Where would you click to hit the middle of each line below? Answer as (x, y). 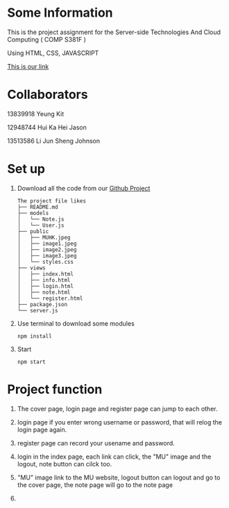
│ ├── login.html (45, 286)
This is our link (28, 66)
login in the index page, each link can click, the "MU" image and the (114, 457)
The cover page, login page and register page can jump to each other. (117, 408)
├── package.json (42, 304)
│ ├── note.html (44, 292)
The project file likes (52, 201)
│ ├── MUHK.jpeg (44, 237)
